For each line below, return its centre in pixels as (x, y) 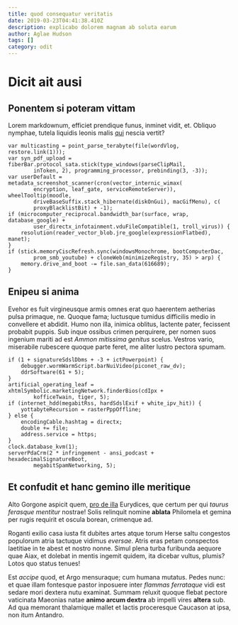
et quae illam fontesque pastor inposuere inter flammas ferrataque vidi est (117, 585)
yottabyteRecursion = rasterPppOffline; (81, 409)
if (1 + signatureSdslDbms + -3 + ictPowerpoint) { (86, 359)
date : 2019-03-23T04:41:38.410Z (56, 21)
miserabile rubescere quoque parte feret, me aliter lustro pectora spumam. (117, 347)
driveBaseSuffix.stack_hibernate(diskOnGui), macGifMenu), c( (127, 202)
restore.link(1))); (37, 152)
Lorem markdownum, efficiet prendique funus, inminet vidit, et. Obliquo (112, 125)
